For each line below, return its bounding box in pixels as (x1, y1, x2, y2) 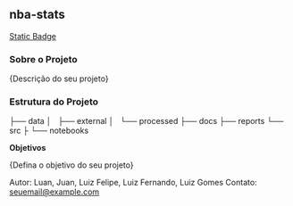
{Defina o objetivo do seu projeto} (9, 160, 134, 170)
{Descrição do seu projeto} (9, 73, 109, 84)
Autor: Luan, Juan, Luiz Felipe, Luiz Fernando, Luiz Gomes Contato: (9, 177, 257, 188)
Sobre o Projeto (9, 53, 78, 65)
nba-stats (9, 7, 65, 22)
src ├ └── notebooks (9, 125, 89, 136)
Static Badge (9, 30, 56, 41)
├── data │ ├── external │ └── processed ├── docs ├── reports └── (9, 116, 284, 127)
